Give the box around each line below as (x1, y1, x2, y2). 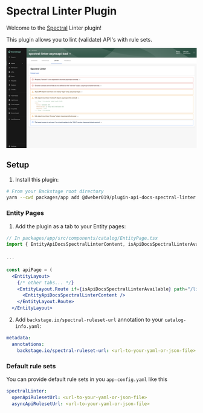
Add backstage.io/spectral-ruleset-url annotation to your (14, 316, 163, 324)
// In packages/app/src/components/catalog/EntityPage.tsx (6, 235, 158, 241)
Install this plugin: (14, 176, 59, 183)
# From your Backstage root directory (6, 188, 104, 194)
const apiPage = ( (6, 267, 53, 273)
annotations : (11, 341, 45, 347)
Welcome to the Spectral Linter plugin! (6, 24, 101, 31)
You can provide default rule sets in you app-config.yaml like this (6, 376, 168, 383)
